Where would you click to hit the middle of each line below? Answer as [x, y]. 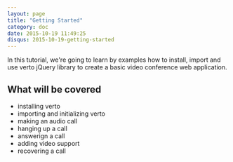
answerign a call [41, 136]
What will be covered [54, 89]
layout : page [26, 14]
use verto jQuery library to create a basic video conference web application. [117, 67]
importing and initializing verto [61, 114]
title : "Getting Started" [45, 20]
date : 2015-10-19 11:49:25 [47, 33]
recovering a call [42, 151]
